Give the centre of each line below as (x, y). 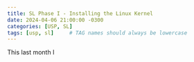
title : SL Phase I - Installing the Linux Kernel (80, 13)
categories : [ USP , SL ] (40, 26)
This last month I (31, 52)
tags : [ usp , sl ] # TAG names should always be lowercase (97, 33)
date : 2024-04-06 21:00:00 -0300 (55, 20)
